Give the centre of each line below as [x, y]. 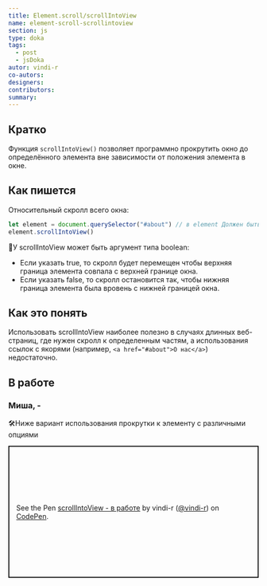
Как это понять [48, 313]
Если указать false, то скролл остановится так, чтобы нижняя [124, 279]
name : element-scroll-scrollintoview [71, 23]
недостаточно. [33, 358]
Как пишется [42, 191]
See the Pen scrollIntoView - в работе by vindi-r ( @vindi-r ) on [118, 508]
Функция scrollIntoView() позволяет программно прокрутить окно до [128, 149]
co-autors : [26, 75]
